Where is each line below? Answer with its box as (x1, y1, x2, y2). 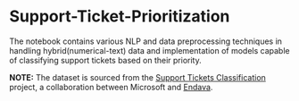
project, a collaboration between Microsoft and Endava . (9, 81, 213, 92)
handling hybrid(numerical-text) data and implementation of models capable (9, 45, 290, 55)
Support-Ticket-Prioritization (9, 6, 230, 27)
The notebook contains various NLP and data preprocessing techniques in (9, 36, 283, 46)
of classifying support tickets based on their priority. (9, 55, 203, 65)
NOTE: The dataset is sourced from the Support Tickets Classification (9, 72, 266, 82)
